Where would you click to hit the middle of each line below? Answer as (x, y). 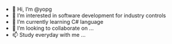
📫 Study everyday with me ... (49, 35)
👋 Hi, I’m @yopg (32, 9)
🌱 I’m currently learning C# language (58, 22)
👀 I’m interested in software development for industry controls (89, 15)
